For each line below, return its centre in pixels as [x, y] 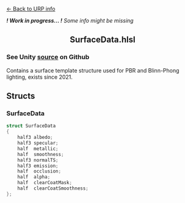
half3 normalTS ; [38, 160]
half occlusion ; [39, 171]
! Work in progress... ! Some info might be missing [70, 20]
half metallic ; [38, 149]
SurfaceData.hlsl [103, 40]
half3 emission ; [38, 166]
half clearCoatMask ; [45, 183]
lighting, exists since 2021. [40, 77]
